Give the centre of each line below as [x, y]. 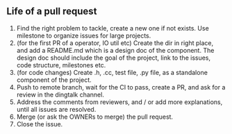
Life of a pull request [52, 11]
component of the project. [54, 80]
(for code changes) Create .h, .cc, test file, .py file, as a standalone [112, 72]
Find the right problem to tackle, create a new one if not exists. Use [113, 28]
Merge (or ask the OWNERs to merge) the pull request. [95, 117]
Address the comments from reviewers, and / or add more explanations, [119, 102]
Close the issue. [40, 124]
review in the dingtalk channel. [60, 94]
